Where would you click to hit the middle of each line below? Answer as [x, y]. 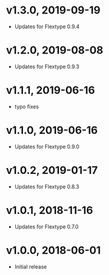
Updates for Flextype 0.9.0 [47, 146]
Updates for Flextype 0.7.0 [47, 226]
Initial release [30, 266]
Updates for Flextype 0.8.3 [47, 186]
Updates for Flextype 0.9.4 [47, 26]
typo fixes [27, 106]
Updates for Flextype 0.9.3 [47, 66]
